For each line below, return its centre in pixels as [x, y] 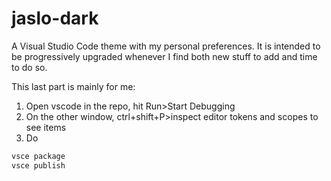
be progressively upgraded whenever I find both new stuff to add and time [164, 56]
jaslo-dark [55, 18]
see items [46, 127]
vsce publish [38, 165]
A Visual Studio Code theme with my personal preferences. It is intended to [166, 46]
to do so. [29, 67]
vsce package [38, 156]
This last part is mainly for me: [73, 86]
